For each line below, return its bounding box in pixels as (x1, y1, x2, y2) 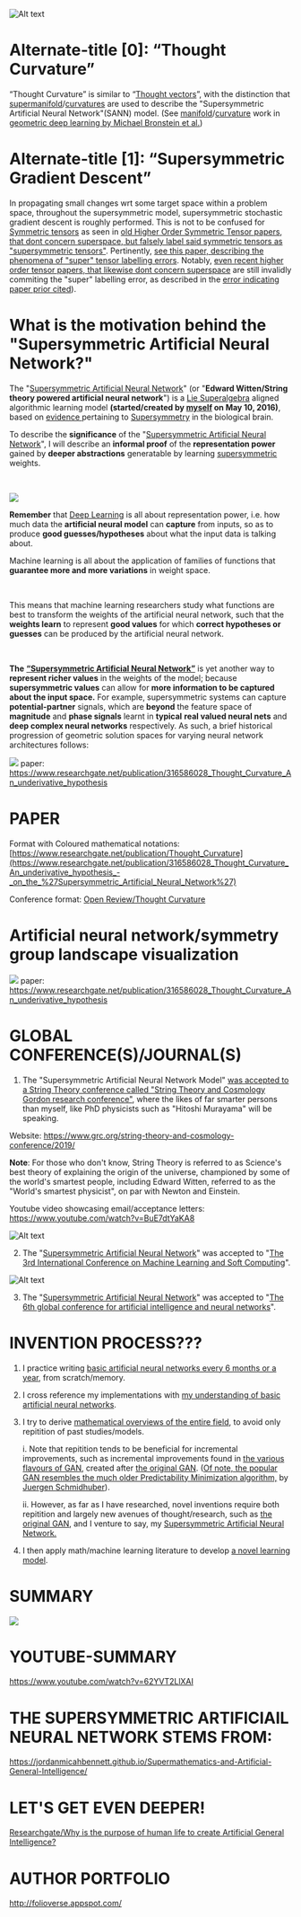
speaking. (21, 1112, 59, 1123)
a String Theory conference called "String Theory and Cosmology (21, 1083, 266, 1095)
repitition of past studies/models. (21, 1426, 145, 1436)
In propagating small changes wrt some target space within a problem (9, 198, 268, 208)
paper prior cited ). (9, 283, 77, 294)
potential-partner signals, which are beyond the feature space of (9, 701, 253, 711)
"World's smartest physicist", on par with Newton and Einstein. (9, 1186, 240, 1197)
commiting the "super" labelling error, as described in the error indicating (9, 274, 279, 285)
